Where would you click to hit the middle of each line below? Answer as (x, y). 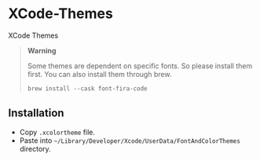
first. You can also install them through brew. (99, 74)
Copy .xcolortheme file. (57, 132)
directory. (35, 148)
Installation (36, 113)
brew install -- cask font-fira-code (87, 88)
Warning (42, 50)
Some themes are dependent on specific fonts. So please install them (140, 66)
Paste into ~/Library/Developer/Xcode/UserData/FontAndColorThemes (130, 140)
